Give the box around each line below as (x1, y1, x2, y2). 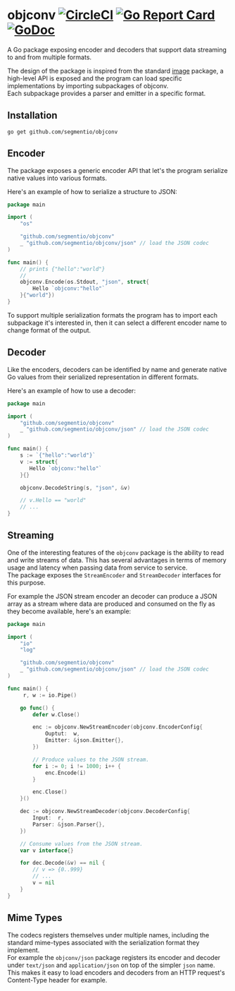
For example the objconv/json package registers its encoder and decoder (7, 953, 221, 961)
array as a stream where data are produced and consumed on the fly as (7, 599, 216, 608)
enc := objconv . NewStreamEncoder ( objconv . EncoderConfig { (32, 723, 203, 731)
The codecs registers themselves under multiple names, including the (7, 930, 210, 939)
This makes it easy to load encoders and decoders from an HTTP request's (7, 968, 225, 977)
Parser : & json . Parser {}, (32, 821, 106, 828)
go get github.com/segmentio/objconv (7, 128, 118, 136)
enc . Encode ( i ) (44, 769, 87, 776)
